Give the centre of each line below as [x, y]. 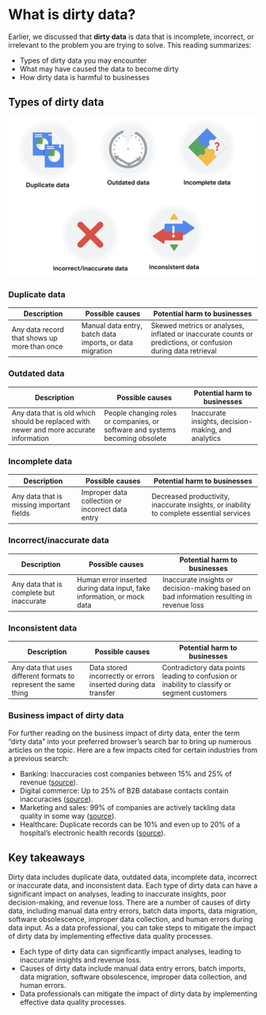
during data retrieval [184, 350]
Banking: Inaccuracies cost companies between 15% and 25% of [125, 774]
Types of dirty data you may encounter [83, 60]
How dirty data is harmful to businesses [85, 77]
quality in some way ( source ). [68, 816]
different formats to [43, 676]
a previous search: [38, 758]
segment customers [194, 693]
